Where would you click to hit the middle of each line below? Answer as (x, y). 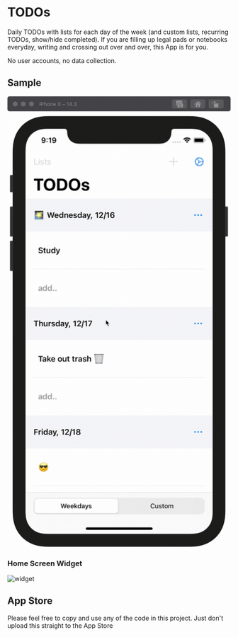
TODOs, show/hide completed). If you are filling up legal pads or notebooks (118, 39)
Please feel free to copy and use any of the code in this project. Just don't (115, 618)
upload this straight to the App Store (60, 625)
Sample (24, 83)
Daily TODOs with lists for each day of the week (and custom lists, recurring (118, 32)
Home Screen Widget (45, 563)
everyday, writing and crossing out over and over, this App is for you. (108, 47)
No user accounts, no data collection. (62, 60)
